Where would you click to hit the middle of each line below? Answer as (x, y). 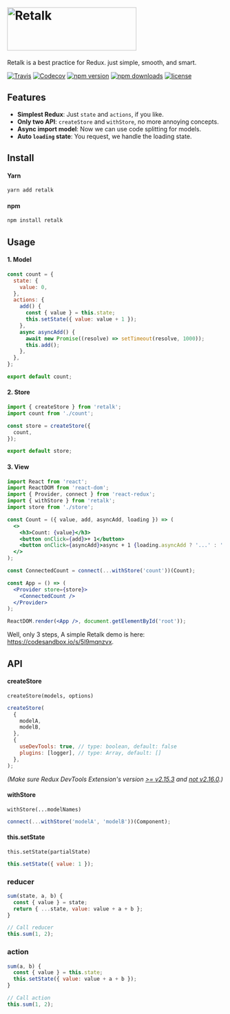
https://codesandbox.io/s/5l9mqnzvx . (61, 642)
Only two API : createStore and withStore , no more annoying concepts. (118, 122)
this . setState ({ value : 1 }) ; (51, 864)
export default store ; (40, 451)
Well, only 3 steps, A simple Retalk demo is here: (76, 635)
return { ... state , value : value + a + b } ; (78, 909)
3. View (18, 467)
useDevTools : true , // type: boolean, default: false (98, 747)
